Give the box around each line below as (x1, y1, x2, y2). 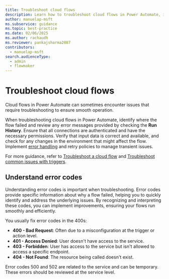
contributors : (5, 45, 35, 50)
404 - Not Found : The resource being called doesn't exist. (12, 254, 134, 260)
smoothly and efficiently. (5, 208, 56, 214)
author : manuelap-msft (5, 17, 53, 22)
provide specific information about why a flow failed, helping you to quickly (5, 192, 161, 198)
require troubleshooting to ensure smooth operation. (5, 107, 114, 113)
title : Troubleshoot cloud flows (5, 7, 75, 13)
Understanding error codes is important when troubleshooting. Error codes (5, 187, 161, 193)
